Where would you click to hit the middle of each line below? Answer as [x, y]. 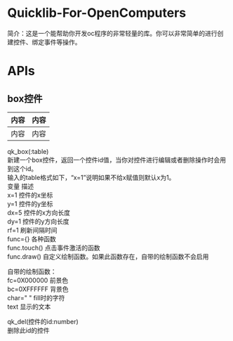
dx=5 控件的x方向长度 [39, 212]
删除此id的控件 [28, 330]
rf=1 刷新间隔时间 [32, 230]
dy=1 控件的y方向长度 [38, 221]
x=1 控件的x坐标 [30, 195]
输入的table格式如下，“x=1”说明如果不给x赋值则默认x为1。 [91, 177]
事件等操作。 [62, 42]
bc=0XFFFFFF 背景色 [38, 289]
